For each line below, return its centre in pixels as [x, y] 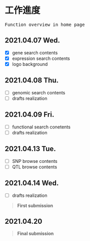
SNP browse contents [35, 161]
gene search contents [35, 53]
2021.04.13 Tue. [30, 149]
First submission [35, 205]
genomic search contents [38, 92]
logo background [30, 64]
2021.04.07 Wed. [32, 40]
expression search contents [41, 58]
